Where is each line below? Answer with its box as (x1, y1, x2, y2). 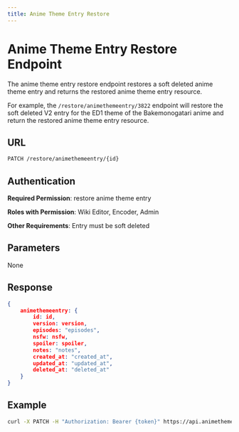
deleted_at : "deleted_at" (33, 367, 110, 374)
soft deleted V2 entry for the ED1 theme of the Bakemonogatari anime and (7, 108, 224, 117)
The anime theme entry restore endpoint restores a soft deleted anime (7, 80, 213, 88)
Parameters (7, 242, 60, 254)
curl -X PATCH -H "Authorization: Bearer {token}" (7, 418, 161, 425)
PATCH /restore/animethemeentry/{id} (7, 156, 119, 163)
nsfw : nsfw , (33, 333, 69, 341)
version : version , (33, 320, 87, 328)
